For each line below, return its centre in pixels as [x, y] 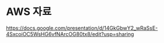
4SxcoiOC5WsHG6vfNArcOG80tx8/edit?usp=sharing [70, 34]
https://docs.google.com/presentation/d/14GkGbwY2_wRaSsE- [82, 28]
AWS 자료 [29, 12]
